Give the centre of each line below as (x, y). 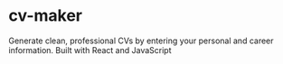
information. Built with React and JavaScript (90, 50)
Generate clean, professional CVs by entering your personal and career (141, 41)
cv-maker (46, 16)
